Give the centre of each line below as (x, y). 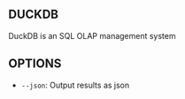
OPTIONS (35, 64)
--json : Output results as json (75, 85)
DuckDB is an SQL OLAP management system (92, 35)
